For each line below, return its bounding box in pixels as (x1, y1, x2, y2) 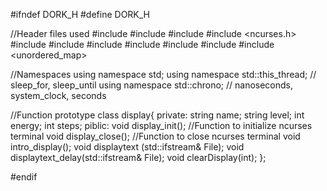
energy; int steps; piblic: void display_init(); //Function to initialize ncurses (10, 120, 313, 131)
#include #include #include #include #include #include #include (10, 39, 275, 50)
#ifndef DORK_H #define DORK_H (10, 9, 151, 20)
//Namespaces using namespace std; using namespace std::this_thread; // (10, 69, 317, 80)
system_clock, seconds (10, 90, 107, 101)
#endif (10, 171, 38, 183)
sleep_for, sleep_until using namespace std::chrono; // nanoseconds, (10, 79, 294, 91)
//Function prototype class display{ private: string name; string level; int (10, 109, 305, 121)
